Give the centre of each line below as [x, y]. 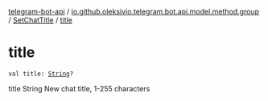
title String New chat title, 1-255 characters [79, 88]
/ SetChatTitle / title [40, 20]
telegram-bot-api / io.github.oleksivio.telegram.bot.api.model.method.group [134, 12]
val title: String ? [41, 74]
